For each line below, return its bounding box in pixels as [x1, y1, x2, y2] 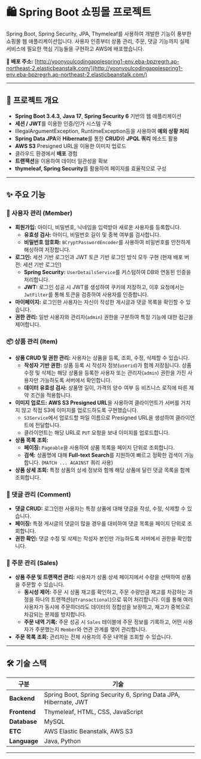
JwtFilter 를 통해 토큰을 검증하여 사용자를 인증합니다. [23, 291, 149, 298]
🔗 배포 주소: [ [6, 57, 37, 65]
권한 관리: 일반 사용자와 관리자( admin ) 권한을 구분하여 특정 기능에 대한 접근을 [14, 314, 193, 321]
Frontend [9, 708, 36, 716]
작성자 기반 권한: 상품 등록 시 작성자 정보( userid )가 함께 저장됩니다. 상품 [23, 362, 192, 369]
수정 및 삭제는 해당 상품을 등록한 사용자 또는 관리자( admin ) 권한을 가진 [23, 369, 187, 376]
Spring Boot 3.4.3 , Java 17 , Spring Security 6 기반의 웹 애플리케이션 [14, 112, 182, 120]
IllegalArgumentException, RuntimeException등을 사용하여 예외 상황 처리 [14, 127, 190, 135]
